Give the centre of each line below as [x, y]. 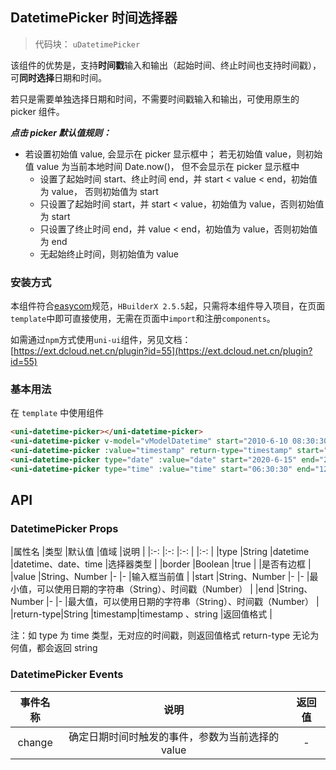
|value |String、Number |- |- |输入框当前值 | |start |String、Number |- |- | [160, 577]
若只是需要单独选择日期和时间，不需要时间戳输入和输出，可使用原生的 [155, 99]
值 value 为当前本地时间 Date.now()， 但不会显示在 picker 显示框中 [162, 166]
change [35, 742]
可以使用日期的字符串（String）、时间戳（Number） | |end [155, 589]
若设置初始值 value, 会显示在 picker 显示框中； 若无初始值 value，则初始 [173, 154]
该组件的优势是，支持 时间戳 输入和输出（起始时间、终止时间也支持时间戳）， [166, 65]
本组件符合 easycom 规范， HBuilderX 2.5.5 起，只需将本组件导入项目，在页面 [168, 306]
